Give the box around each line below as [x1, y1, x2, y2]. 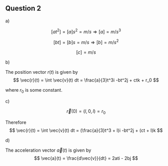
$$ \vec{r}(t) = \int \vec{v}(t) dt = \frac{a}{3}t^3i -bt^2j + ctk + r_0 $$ [13, 77, 159, 84]
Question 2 [5, 4, 41, 13]
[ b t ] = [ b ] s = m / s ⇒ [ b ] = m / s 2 [53, 38, 119, 46]
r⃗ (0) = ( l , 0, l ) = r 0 [66, 108, 106, 115]
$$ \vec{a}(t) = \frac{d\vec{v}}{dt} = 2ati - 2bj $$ [34, 155, 138, 161]
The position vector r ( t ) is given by [5, 69, 78, 75]
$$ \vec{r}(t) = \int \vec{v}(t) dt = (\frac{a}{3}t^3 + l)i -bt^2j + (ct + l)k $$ [9, 127, 163, 133]
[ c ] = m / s [76, 49, 96, 55]
